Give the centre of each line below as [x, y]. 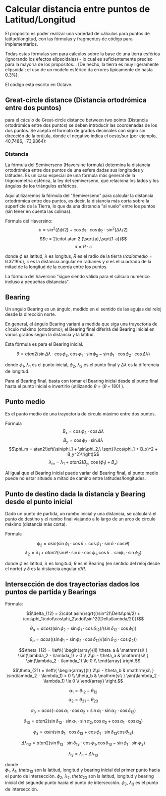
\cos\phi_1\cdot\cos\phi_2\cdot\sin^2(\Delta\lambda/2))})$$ [83, 619]
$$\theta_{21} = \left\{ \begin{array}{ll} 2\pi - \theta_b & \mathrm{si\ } [83, 670]
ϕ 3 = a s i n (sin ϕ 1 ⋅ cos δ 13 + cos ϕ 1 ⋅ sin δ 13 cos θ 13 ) [83, 732]
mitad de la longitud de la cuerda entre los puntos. [56, 267]
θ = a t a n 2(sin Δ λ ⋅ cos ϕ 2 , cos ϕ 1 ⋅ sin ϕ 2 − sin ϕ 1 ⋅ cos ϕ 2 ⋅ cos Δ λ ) [83, 354]
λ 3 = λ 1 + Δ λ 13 [83, 754]
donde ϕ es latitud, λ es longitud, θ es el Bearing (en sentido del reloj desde [83, 563]
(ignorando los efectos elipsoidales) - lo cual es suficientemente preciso [79, 59]
